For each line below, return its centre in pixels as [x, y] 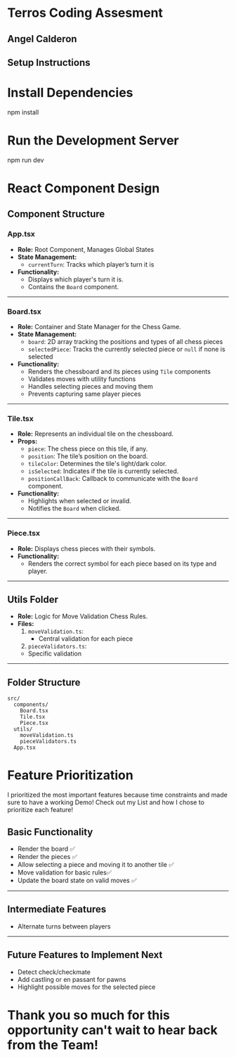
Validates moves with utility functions [82, 379]
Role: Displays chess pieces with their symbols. [86, 548]
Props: [27, 441]
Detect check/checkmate [54, 972]
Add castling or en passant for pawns [72, 979]
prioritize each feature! [40, 810]
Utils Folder [33, 599]
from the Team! [53, 1045]
